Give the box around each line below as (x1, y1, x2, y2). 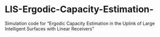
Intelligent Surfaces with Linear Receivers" (5, 25, 95, 31)
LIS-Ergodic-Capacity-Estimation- (5, 4, 154, 15)
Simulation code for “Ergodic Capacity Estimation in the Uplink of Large (5, 20, 155, 26)
